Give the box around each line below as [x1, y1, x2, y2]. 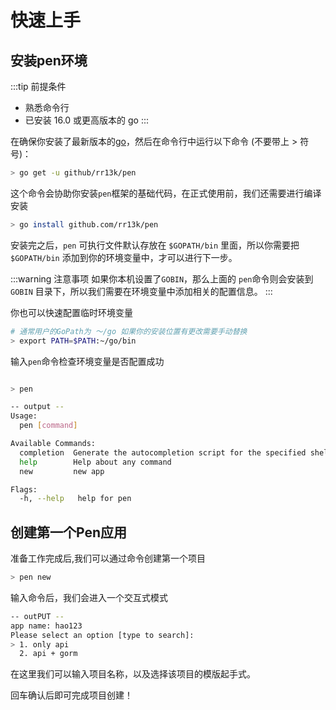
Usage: [10, 411, 38, 421]
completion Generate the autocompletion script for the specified [19, 447, 307, 458]
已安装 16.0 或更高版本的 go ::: [24, 114, 150, 126]
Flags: [10, 484, 38, 495]
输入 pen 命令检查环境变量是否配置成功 [10, 355, 165, 367]
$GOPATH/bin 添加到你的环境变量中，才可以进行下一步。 [10, 251, 238, 263]
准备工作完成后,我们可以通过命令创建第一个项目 [10, 552, 207, 565]
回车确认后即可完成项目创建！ [10, 689, 133, 701]
